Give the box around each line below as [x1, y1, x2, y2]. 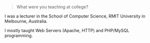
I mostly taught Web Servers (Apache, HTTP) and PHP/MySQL [4, 28, 130, 33]
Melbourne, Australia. [4, 19, 48, 24]
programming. [4, 33, 33, 38]
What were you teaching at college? [16, 4, 88, 10]
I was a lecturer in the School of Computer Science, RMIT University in [4, 13, 146, 19]
